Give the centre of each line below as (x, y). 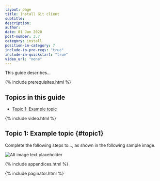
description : (18, 23)
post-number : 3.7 (23, 37)
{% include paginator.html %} (34, 173)
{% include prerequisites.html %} (38, 82)
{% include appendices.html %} (37, 164)
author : (13, 28)
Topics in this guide (35, 97)
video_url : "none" (24, 59)
